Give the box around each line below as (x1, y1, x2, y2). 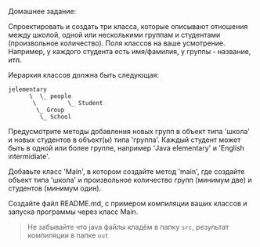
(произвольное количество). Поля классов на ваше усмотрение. (8, 38, 226, 48)
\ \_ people (28, 93, 72, 100)
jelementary (8, 85, 47, 93)
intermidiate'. (8, 152, 50, 161)
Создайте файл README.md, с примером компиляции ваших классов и (8, 199, 248, 208)
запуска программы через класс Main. (8, 207, 139, 216)
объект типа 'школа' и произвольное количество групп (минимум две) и (8, 176, 252, 184)
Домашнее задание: (8, 7, 77, 16)
